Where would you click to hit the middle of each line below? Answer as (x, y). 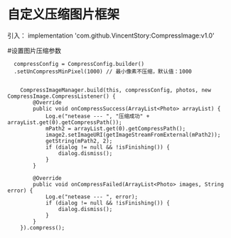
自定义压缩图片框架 (64, 15)
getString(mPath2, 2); (79, 141)
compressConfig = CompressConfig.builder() (79, 64)
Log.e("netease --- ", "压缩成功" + (97, 116)
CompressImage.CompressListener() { (61, 96)
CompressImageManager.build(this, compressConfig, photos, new (116, 90)
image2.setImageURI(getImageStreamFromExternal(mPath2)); (133, 135)
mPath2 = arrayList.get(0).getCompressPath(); (116, 128)
